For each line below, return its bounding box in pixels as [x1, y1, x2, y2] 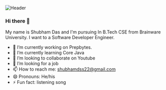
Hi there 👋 [5, 17, 31, 24]
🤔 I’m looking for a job [12, 61, 59, 67]
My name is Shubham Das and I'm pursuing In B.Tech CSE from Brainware [5, 29, 161, 35]
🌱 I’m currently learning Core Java [12, 50, 85, 56]
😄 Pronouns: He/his [12, 74, 55, 80]
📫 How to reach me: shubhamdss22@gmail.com [12, 66, 116, 72]
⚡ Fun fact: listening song [12, 79, 66, 85]
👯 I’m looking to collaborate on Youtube [12, 55, 96, 61]
